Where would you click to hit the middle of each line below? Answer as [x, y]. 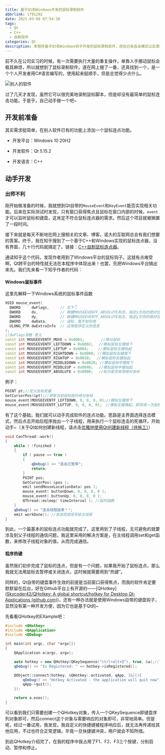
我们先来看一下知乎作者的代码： [50, 270]
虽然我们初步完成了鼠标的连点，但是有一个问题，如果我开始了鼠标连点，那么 [82, 565]
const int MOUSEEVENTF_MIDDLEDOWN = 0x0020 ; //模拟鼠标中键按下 [69, 363]
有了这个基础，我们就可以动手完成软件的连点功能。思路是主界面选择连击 [78, 415]
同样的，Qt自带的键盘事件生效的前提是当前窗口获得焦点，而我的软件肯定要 [81, 582]
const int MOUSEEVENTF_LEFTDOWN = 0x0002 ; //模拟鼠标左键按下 [69, 344]
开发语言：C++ [27, 162]
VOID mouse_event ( [24, 303]
